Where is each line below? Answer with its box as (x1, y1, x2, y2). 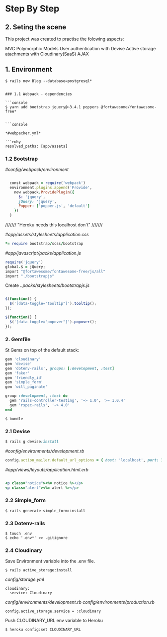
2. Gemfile (5, 336, 31, 343)
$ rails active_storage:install (5, 568, 72, 573)
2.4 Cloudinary (5, 546, 42, 553)
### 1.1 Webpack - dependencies (5, 91, 72, 96)
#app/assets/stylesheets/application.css (5, 232, 89, 238)
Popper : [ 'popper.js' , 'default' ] (18, 203, 90, 209)
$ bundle (5, 416, 23, 421)
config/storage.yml (5, 576, 45, 582)
